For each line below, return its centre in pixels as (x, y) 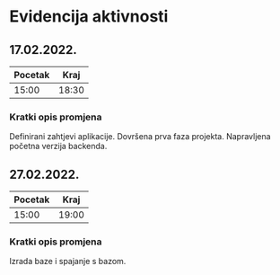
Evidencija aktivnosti (89, 17)
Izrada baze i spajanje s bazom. (68, 262)
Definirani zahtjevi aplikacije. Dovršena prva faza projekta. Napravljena (140, 137)
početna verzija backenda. (58, 146)
